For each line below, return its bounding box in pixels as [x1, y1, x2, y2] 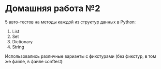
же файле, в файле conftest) [5, 58, 63, 64]
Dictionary [12, 38, 33, 44]
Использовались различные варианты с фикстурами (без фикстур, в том [5, 53, 156, 59]
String [12, 44, 25, 50]
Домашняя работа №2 [5, 3, 101, 14]
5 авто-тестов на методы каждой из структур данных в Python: [5, 19, 136, 25]
